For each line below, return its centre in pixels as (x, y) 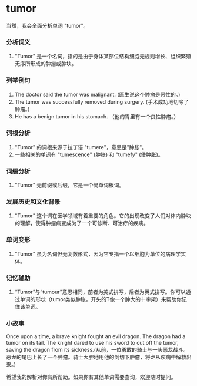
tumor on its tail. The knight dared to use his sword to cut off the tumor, (92, 343)
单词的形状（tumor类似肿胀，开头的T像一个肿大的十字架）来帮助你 (101, 299)
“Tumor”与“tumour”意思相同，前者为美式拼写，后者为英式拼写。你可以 (100, 292)
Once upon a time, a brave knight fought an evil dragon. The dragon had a (96, 336)
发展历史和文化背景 (33, 202)
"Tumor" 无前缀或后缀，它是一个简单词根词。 (69, 185)
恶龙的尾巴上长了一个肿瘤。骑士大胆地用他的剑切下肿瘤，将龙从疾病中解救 (96, 357)
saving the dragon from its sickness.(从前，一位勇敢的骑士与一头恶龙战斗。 (97, 350)
